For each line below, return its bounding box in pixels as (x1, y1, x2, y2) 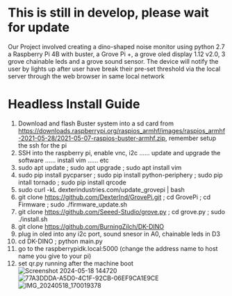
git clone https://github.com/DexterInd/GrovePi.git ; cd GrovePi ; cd (17, 193, 211, 201)
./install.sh (17, 215, 48, 223)
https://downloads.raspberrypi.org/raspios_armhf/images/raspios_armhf (17, 126, 226, 134)
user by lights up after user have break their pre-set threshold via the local (8, 64, 221, 73)
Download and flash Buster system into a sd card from (17, 119, 174, 128)
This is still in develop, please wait (8, 5, 209, 21)
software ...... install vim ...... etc (17, 156, 110, 164)
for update (8, 19, 70, 35)
